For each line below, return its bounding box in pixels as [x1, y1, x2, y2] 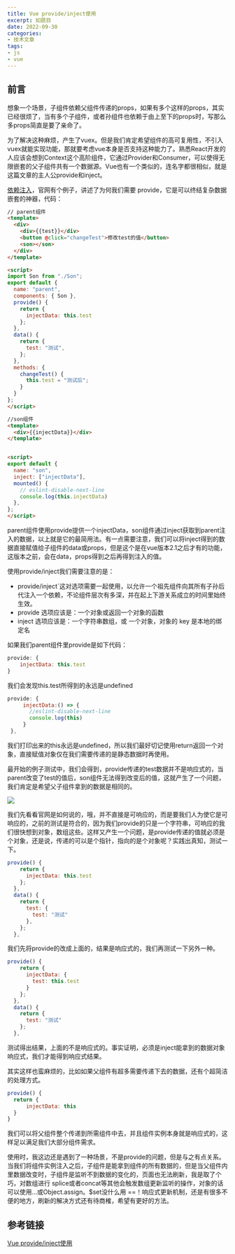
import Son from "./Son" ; [7, 273, 83, 280]
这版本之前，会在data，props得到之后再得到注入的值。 [7, 552, 166, 561]
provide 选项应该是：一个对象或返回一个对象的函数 [17, 608, 164, 617]
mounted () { [13, 480, 49, 487]
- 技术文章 [7, 36, 35, 43]
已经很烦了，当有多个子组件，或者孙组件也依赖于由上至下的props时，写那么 [7, 112, 226, 120]
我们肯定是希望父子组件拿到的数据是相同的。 [7, 782, 136, 791]
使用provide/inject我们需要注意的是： [7, 568, 115, 576]
